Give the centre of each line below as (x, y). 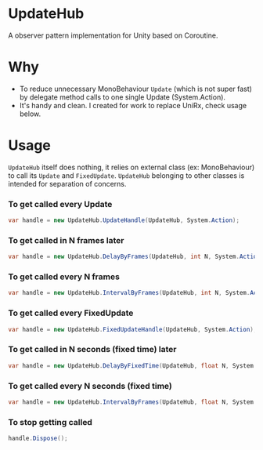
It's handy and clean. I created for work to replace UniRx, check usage (133, 105)
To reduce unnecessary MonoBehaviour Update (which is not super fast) (136, 89)
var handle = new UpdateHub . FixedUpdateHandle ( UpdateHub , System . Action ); (133, 329)
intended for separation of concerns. (67, 183)
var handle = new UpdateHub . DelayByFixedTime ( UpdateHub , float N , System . (133, 365)
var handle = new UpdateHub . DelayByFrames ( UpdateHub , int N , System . (124, 257)
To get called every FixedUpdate (71, 313)
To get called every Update (60, 204)
